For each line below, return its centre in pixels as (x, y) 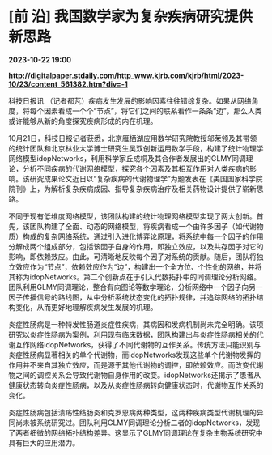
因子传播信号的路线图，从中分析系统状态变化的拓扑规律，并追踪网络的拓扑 (132, 297)
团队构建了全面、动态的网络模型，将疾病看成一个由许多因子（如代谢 (143, 226)
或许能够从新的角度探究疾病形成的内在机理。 (83, 121)
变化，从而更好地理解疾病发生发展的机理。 (86, 307)
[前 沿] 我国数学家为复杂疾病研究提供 (131, 17)
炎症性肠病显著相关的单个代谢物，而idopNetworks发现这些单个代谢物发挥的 (135, 355)
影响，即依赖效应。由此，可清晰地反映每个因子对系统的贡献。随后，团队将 (132, 257)
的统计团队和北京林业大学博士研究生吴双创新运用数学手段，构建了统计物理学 (136, 148)
